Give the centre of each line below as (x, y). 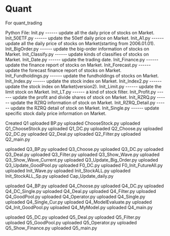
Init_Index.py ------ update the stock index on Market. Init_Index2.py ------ (83, 81)
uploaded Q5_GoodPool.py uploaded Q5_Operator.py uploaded (71, 222)
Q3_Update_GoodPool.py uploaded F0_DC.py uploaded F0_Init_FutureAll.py (84, 165)
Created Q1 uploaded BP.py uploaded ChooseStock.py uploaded (73, 123)
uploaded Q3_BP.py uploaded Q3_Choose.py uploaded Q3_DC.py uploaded (84, 149)
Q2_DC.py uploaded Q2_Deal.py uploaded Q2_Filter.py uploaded (73, 134)
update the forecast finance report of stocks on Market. (63, 70)
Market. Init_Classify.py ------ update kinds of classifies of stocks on (77, 54)
